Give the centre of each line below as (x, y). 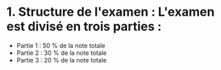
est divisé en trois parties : (84, 26)
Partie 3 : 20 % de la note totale (61, 60)
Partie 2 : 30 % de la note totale (61, 53)
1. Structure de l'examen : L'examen (110, 12)
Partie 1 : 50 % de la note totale (61, 45)
